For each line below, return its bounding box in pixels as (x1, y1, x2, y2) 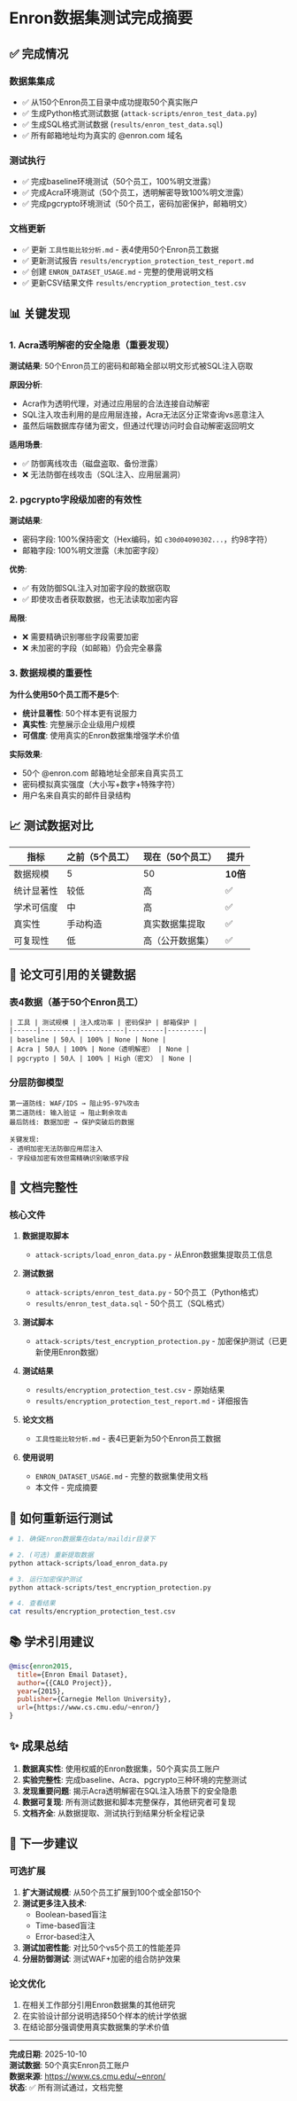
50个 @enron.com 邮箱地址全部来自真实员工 (21, 768, 184, 778)
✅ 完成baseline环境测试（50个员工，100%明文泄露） (21, 176, 217, 187)
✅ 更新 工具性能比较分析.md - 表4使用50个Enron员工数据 (21, 245, 219, 255)
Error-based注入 (34, 1931, 95, 1941)
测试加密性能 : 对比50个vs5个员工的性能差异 (21, 1942, 181, 1953)
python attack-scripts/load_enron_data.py (9, 1558, 168, 1567)
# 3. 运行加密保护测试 (9, 1574, 82, 1583)
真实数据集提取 (142, 918, 206, 930)
